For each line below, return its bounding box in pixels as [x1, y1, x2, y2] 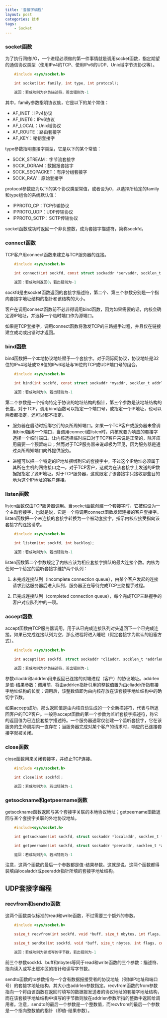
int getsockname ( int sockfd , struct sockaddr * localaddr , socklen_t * [14, 834, 164, 839]
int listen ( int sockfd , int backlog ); [14, 541, 94, 546]
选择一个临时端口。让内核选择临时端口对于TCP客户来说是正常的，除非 [12, 435, 157, 441]
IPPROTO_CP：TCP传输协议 [12, 203, 70, 209]
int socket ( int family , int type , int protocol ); [14, 81, 119, 86]
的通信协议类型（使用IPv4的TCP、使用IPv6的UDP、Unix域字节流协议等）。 [5, 62, 158, 68]
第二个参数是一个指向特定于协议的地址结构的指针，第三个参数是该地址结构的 [5, 399, 162, 405]
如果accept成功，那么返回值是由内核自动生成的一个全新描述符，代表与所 [5, 705, 155, 711]
